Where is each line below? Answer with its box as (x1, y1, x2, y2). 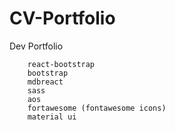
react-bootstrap (27, 59, 96, 69)
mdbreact (27, 77, 64, 87)
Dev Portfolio (9, 40, 64, 52)
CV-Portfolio (9, 7, 116, 30)
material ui (27, 112, 77, 122)
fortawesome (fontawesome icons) (27, 103, 167, 113)
